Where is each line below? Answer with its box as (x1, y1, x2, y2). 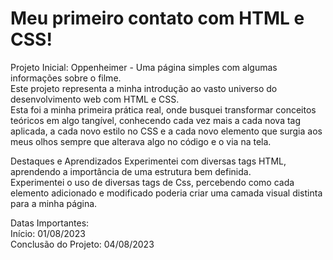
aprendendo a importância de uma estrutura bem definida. (10, 165, 252, 177)
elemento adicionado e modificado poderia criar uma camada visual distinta (10, 187, 323, 199)
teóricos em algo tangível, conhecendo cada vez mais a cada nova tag (10, 114, 302, 126)
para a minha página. (10, 197, 98, 209)
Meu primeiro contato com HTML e (10, 7, 305, 30)
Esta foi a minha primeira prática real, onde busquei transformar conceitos (10, 103, 317, 116)
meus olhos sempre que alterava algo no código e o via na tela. (10, 135, 272, 147)
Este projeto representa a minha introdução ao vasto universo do (10, 82, 278, 94)
